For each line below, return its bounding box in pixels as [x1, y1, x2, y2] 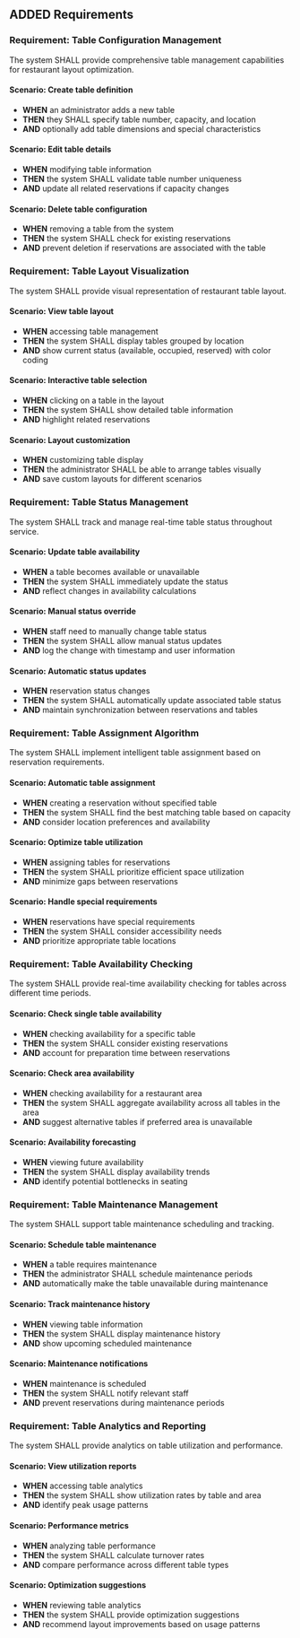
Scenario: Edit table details [9, 144, 112, 155]
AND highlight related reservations [21, 414, 150, 424]
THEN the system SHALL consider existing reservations [21, 1038, 228, 1049]
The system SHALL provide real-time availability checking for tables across [9, 978, 287, 989]
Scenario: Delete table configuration [9, 204, 148, 214]
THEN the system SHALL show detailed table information [21, 405, 234, 415]
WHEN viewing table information [21, 1319, 143, 1329]
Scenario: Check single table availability [9, 1008, 163, 1019]
